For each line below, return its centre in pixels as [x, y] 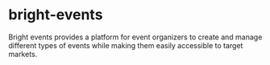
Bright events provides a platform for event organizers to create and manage [135, 37]
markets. [23, 54]
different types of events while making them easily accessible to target [126, 45]
